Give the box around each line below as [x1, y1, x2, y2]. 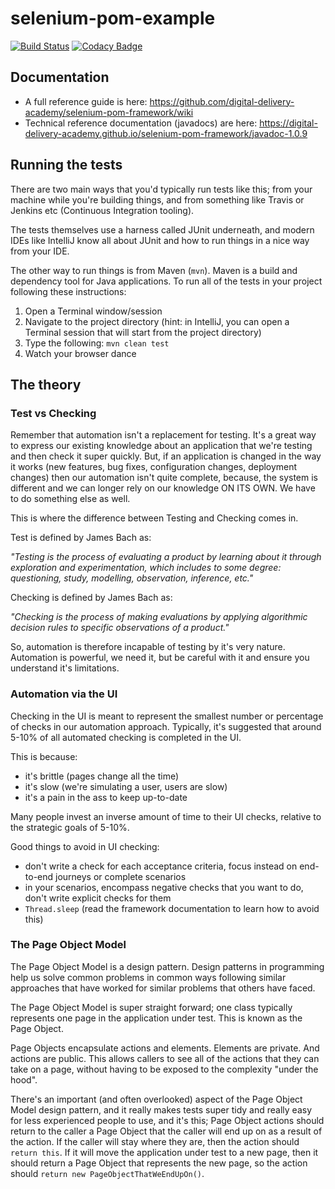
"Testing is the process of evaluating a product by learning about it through [10, 551, 322, 563]
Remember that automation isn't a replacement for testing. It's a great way [10, 429, 317, 441]
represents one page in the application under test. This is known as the [10, 1012, 303, 1024]
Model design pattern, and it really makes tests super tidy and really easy [10, 1103, 312, 1116]
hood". [10, 1073, 38, 1086]
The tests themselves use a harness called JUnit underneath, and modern [10, 223, 315, 236]
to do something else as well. [10, 493, 131, 505]
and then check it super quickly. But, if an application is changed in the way [10, 450, 322, 462]
